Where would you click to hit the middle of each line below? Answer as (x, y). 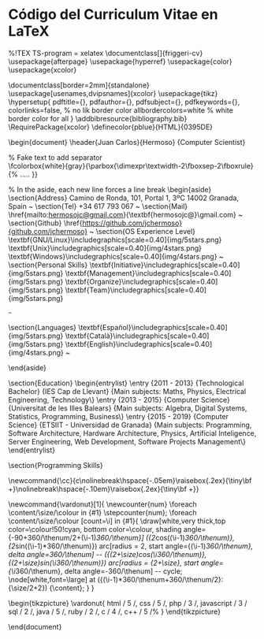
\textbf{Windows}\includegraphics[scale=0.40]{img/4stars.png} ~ (116, 256)
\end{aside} (28, 367)
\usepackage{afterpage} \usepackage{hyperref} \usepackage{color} (120, 61)
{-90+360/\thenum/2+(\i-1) (52, 537)
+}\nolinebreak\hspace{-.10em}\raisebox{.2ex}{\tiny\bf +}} (104, 489)
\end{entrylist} (32, 450)
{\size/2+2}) (28, 588)
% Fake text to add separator (55, 157)
